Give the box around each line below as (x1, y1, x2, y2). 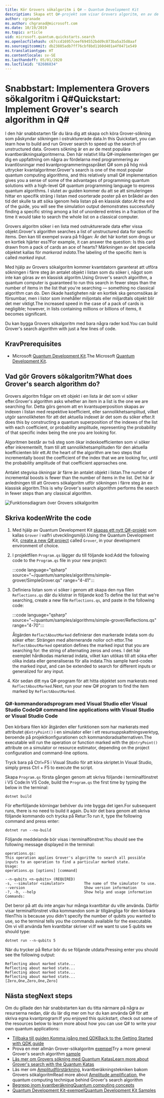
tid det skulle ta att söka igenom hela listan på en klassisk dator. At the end (5, 198, 154, 204)
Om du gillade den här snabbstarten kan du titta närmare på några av (5, 1005, 144, 1011)
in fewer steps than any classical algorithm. (5, 490, 93, 496)
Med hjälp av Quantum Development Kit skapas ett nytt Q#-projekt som (12, 527, 157, 533)
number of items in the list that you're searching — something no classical (5, 285, 155, 291)
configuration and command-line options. (5, 750, 89, 756)
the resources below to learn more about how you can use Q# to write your (5, 1021, 157, 1026)
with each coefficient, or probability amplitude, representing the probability (5, 424, 157, 430)
